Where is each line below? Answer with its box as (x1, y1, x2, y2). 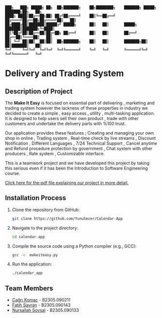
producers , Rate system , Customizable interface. (5, 151, 105, 156)
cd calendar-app (12, 234, 45, 239)
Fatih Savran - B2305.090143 (12, 302, 71, 308)
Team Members (5, 284, 53, 292)
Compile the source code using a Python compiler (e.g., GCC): (12, 243, 137, 249)
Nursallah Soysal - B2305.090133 (12, 307, 79, 313)
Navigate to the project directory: (12, 225, 78, 231)
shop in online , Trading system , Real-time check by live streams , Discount (5, 135, 156, 141)
